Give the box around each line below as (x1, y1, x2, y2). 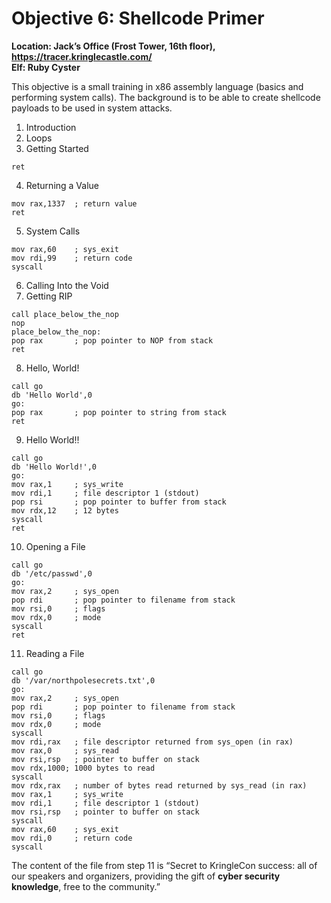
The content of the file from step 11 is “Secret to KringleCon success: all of (11, 859, 318, 871)
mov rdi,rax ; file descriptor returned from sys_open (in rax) (11, 737, 294, 747)
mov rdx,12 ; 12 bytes (11, 505, 119, 516)
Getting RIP (25, 290, 73, 302)
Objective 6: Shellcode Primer (11, 7, 265, 30)
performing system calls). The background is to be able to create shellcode (11, 91, 321, 103)
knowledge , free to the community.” (11, 880, 161, 892)
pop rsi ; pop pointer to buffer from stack (11, 497, 227, 507)
